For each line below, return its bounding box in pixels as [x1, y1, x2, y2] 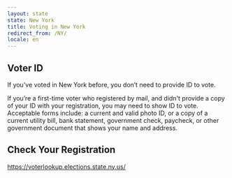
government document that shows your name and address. [7, 124, 178, 132]
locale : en [7, 36, 39, 43]
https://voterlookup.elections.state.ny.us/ [7, 162, 126, 171]
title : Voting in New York [7, 23, 86, 30]
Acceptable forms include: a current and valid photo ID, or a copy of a [7, 109, 208, 117]
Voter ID [7, 62, 43, 74]
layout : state [7, 10, 49, 17]
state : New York [7, 17, 55, 24]
